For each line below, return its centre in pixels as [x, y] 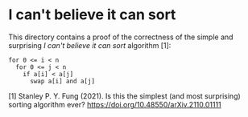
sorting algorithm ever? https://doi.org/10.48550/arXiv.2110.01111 [115, 104]
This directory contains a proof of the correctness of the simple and [121, 37]
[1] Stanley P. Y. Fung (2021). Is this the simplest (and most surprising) [125, 96]
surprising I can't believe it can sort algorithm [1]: [90, 45]
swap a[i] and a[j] [62, 81]
